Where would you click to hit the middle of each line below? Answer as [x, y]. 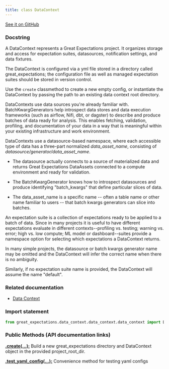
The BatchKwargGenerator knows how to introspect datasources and [84, 181]
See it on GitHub [22, 24]
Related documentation [34, 287]
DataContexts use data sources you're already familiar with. [67, 104]
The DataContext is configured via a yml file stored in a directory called [79, 69]
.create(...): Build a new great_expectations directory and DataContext [78, 346]
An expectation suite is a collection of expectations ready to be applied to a [83, 217]
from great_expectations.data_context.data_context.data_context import [83, 322]
